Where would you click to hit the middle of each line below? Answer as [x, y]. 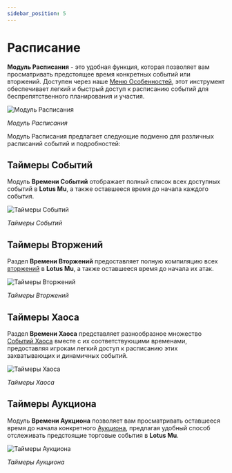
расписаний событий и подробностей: [64, 143]
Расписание [44, 47]
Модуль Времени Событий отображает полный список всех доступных [114, 182]
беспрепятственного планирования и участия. [76, 96]
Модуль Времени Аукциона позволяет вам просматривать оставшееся [114, 421]
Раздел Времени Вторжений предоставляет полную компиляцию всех [113, 261]
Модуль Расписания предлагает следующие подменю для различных [110, 136]
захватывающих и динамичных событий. [68, 355]
